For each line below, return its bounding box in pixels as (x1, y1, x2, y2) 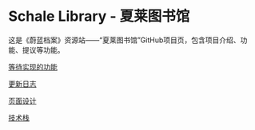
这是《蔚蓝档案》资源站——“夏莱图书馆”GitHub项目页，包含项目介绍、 (8, 35, 241, 45)
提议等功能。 (22, 45, 65, 54)
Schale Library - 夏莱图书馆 (8, 7, 190, 26)
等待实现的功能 (8, 61, 58, 72)
